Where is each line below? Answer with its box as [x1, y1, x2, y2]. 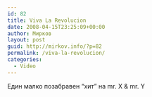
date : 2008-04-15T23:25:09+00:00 [7, 23, 106, 30]
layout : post [7, 37, 46, 44]
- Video [13, 63, 37, 70]
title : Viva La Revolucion [7, 17, 87, 24]
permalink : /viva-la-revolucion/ [7, 50, 106, 57]
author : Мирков [7, 30, 52, 37]
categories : [7, 56, 42, 63]
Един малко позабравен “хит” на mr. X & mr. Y [7, 82, 146, 90]
